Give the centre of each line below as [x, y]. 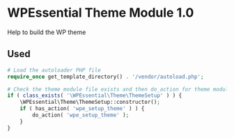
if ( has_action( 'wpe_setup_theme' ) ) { [82, 109]
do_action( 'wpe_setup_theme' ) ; [81, 115]
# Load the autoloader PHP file [54, 70]
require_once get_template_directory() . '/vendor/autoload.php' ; [106, 77]
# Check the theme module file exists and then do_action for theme [109, 89]
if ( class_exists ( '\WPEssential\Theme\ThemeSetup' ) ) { [95, 95]
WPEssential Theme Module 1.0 [101, 13]
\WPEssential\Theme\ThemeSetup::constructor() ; [90, 102]
